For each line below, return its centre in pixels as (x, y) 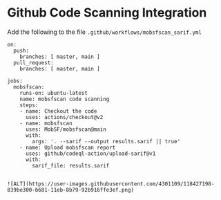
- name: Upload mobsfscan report (68, 147)
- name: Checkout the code (58, 111)
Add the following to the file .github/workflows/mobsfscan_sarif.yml (105, 32)
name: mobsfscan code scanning (65, 99)
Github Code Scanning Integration (107, 13)
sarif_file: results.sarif (71, 165)
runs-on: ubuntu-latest (54, 93)
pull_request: (33, 63)
